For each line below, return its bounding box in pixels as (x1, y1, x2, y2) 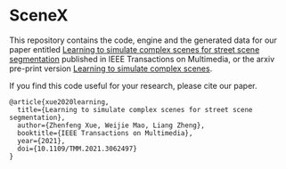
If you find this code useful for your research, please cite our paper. (9, 80, 257, 91)
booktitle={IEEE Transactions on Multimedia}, (17, 128, 193, 138)
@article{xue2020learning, (9, 97, 110, 107)
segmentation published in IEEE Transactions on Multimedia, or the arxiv (9, 53, 274, 64)
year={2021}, (17, 136, 66, 145)
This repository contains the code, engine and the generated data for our (9, 35, 278, 45)
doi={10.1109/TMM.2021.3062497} (17, 144, 138, 153)
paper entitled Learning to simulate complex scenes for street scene (9, 44, 260, 54)
